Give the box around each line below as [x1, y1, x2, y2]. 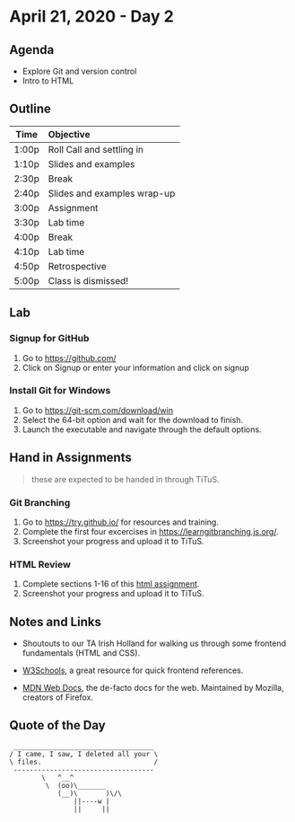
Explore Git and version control [22, 66, 137, 76]
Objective [48, 128, 91, 140]
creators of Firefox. [22, 692, 94, 703]
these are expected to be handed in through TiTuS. [30, 473, 220, 484]
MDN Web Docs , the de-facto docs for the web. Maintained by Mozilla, [22, 683, 284, 694]
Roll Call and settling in [48, 143, 144, 155]
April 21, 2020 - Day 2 [9, 6, 175, 27]
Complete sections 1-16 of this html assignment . [22, 579, 200, 589]
